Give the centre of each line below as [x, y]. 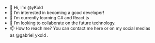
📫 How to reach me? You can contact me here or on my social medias [80, 28]
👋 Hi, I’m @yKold [26, 7]
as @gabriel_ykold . [29, 35]
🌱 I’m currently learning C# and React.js [49, 18]
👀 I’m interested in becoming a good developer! [57, 13]
